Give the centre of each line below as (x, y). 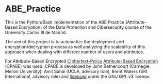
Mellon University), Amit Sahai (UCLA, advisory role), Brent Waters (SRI (76, 71)
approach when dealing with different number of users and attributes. (75, 52)
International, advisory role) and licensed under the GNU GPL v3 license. (78, 76)
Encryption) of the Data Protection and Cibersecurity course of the (85, 27)
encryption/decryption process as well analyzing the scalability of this (75, 47)
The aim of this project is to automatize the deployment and (65, 41)
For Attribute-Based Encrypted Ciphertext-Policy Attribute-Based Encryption (81, 61)
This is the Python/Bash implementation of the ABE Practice (65, 22)
